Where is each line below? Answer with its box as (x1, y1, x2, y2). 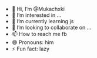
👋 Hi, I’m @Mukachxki (11, 6, 65, 12)
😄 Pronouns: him (11, 39, 54, 46)
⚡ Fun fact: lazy (11, 45, 50, 52)
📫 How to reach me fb (11, 31, 68, 37)
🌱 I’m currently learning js (11, 18, 74, 24)
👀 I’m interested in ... (11, 12, 62, 19)
